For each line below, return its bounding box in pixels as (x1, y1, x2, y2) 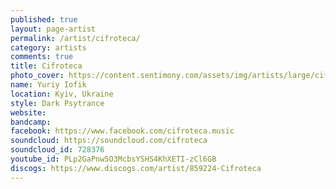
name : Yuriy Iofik (10, 80, 87, 90)
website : (10, 107, 47, 118)
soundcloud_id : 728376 (10, 145, 105, 155)
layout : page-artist (10, 24, 97, 34)
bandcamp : (10, 117, 52, 127)
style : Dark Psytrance (10, 98, 105, 108)
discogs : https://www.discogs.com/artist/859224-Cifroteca (10, 163, 262, 173)
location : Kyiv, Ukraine (10, 89, 114, 99)
